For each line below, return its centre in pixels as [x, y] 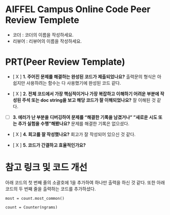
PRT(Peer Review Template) [65, 62]
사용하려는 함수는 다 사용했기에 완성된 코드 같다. [74, 83]
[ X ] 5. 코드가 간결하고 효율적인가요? [49, 145]
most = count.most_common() [35, 198]
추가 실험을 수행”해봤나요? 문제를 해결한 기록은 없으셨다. [73, 123]
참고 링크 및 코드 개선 [46, 168]
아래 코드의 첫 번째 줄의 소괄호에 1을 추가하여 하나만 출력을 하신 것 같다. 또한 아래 [85, 182]
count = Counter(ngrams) [31, 207]
